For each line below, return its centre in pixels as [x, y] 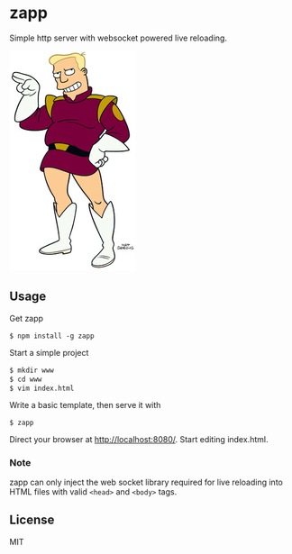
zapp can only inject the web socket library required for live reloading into [146, 482]
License [32, 520]
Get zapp [26, 318]
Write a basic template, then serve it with [85, 404]
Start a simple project [49, 352]
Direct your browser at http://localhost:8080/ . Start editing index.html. [139, 439]
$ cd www [26, 379]
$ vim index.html [42, 388]
